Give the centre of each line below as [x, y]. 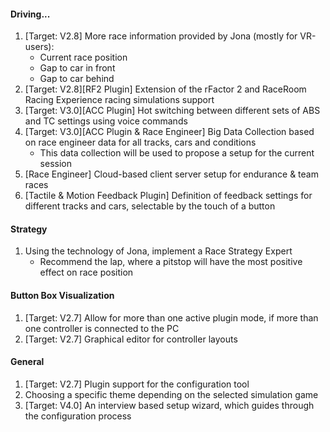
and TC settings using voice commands [106, 121]
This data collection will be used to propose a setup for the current [177, 153]
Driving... [30, 14]
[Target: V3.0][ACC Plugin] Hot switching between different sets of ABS [172, 111]
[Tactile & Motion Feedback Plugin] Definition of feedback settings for [168, 196]
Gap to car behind [77, 79]
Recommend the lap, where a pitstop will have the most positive [171, 262]
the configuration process [78, 416]
